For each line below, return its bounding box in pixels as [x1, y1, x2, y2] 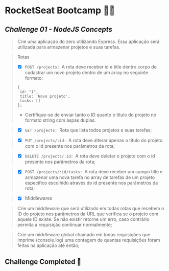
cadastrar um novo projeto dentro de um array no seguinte [25, 70, 149, 76]
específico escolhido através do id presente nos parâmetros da [25, 180, 158, 186]
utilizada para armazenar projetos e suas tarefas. [17, 44, 120, 50]
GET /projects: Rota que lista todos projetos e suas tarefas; [25, 127, 152, 133]
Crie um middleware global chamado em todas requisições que [17, 232, 151, 238]
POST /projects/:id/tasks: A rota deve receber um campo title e [25, 169, 163, 175]
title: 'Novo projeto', [19, 94, 70, 99]
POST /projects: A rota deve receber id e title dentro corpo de [25, 64, 157, 70]
